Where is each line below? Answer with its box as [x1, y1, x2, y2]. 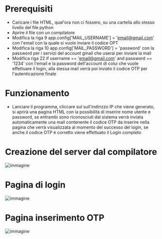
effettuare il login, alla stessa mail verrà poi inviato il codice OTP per [12, 65, 148, 71]
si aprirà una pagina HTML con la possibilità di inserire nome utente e [12, 109, 151, 115]
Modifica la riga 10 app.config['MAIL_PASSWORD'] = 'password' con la [12, 45, 154, 51]
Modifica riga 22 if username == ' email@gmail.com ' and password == [12, 55, 152, 61]
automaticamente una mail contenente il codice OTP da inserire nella [12, 119, 149, 125]
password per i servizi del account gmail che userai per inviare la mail [12, 50, 152, 56]
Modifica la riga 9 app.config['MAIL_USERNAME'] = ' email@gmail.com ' [12, 35, 154, 41]
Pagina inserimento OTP [5, 212, 105, 223]
